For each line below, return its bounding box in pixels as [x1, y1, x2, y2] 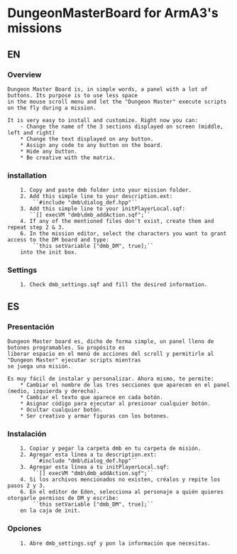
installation [7, 170, 48, 180]
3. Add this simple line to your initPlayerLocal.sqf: [20, 205, 186, 212]
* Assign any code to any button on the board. [20, 141, 163, 148]
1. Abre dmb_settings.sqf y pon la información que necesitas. [20, 540, 211, 547]
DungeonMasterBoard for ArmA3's [7, 5, 219, 21]
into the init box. [20, 249, 78, 256]
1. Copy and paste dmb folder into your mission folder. [20, 187, 192, 194]
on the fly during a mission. [7, 104, 97, 112]
